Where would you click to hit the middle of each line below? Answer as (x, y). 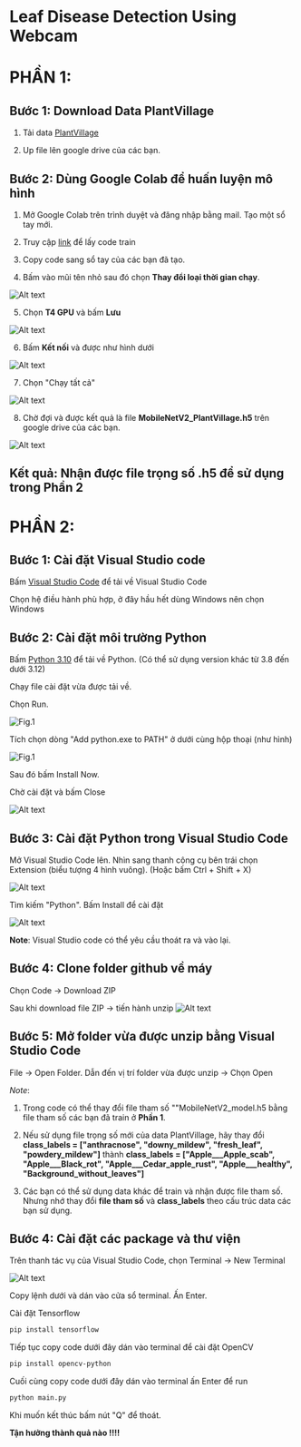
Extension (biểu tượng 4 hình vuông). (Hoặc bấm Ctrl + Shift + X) (131, 870)
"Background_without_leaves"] (83, 1173)
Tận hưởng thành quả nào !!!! (65, 1433)
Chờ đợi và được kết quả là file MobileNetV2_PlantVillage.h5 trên (146, 418)
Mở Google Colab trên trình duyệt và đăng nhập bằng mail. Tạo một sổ (154, 215)
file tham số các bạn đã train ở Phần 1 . (94, 1117)
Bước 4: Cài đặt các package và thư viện (125, 1239)
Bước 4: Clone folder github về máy (111, 968)
